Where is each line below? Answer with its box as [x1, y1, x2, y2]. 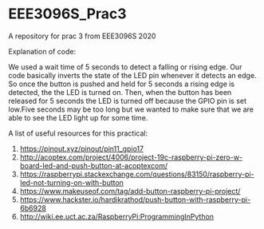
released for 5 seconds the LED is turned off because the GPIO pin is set [8, 96, 247, 105]
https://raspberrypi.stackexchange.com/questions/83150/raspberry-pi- [19, 169, 254, 179]
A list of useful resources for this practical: [8, 128, 148, 138]
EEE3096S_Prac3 [8, 5, 127, 23]
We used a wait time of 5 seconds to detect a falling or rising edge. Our [8, 61, 242, 72]
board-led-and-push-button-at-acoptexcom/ [19, 160, 168, 170]
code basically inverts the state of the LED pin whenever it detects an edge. [8, 70, 257, 80]
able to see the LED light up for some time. [8, 113, 148, 122]
